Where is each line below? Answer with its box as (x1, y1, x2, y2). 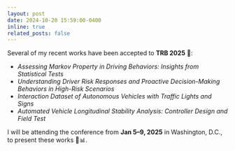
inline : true (7, 23, 45, 30)
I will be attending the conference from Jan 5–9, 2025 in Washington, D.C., (7, 128, 222, 136)
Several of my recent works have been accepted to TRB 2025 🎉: (7, 49, 194, 57)
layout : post (7, 10, 45, 17)
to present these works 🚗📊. (7, 136, 87, 144)
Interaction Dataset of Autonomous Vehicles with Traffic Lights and (17, 92, 212, 101)
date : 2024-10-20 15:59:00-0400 (7, 17, 101, 24)
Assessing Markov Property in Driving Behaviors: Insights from (17, 62, 199, 71)
